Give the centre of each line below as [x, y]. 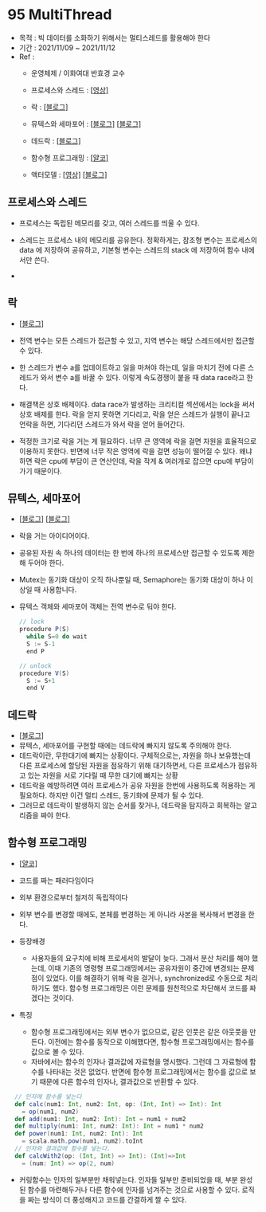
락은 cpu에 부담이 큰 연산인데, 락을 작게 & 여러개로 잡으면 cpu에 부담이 [144, 461]
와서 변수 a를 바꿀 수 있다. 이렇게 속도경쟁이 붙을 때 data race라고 [143, 377]
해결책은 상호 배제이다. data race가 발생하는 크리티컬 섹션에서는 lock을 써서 [137, 404]
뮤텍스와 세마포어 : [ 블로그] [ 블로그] [86, 124]
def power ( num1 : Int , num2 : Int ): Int [79, 1134]
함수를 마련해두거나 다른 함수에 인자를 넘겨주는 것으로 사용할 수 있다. [134, 1190]
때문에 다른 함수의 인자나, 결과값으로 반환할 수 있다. [119, 1081]
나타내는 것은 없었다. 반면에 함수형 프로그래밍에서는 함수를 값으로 [147, 1071]
